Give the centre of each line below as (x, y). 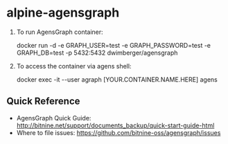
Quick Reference (43, 101)
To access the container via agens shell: (74, 66)
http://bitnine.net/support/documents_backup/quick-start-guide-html (115, 125)
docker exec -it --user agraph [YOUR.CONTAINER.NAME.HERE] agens (117, 79)
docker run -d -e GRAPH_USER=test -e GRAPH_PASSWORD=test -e (114, 45)
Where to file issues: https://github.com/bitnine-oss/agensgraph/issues (119, 132)
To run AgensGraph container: (60, 32)
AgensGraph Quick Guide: (54, 118)
